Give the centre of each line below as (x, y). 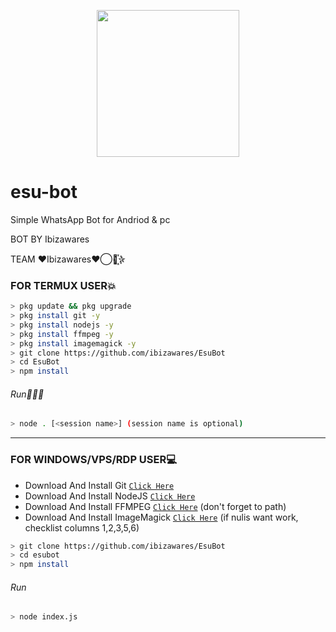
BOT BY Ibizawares (50, 239)
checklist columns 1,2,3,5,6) (82, 527)
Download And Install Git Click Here (99, 485)
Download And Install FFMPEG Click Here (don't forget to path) (155, 506)
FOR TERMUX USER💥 (63, 285)
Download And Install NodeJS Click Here (110, 496)
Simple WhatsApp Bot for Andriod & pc (90, 219)
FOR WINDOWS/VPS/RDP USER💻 (94, 460)
